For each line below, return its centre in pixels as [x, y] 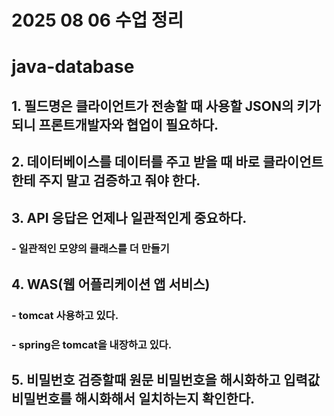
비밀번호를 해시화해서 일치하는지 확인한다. [133, 399]
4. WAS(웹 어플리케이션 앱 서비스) [111, 284]
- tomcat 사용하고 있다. [65, 315]
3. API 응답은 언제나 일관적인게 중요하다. [129, 217]
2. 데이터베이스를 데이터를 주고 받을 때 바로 [136, 162]
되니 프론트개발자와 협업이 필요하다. [115, 124]
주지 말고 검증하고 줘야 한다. [119, 181]
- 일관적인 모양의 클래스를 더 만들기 [90, 249]
